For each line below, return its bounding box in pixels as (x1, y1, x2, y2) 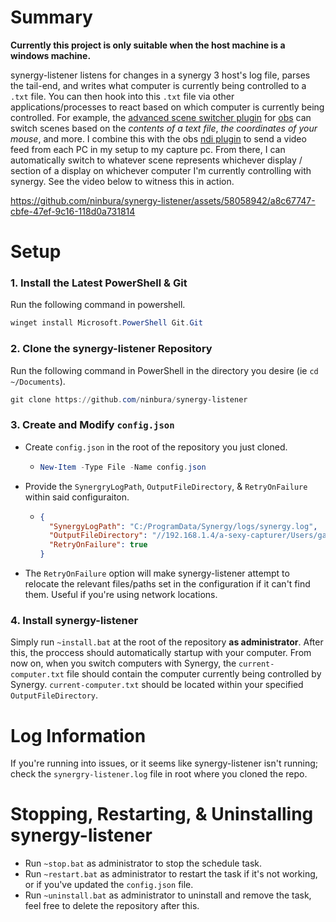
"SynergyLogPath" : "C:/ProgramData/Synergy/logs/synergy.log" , (48, 521, 318, 531)
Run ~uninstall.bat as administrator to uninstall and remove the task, (24, 889, 312, 901)
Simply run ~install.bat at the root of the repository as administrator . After (10, 636, 324, 648)
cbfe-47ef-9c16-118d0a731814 (10, 205, 136, 217)
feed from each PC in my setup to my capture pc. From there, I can (10, 143, 286, 155)
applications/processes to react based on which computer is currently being (10, 101, 325, 113)
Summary (10, 6, 93, 29)
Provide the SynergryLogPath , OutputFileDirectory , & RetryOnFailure (24, 480, 308, 492)
